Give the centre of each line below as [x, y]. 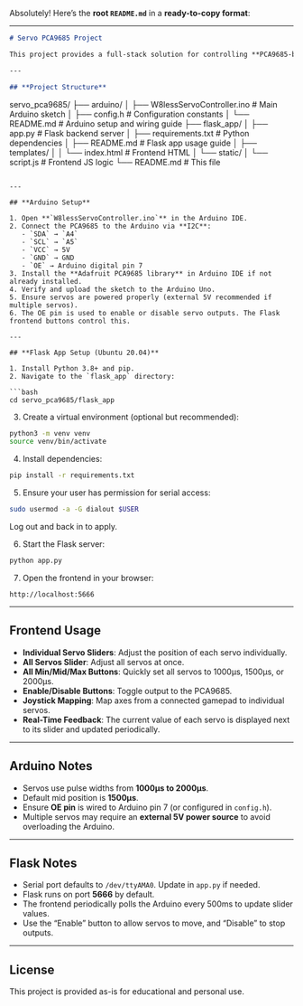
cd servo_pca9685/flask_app [62, 400]
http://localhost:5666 [52, 594]
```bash [24, 392]
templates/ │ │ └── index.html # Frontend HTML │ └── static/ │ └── [139, 152]
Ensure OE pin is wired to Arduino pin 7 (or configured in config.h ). [147, 807]
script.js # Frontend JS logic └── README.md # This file [115, 162]
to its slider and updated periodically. [91, 729]
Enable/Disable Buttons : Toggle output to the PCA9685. [127, 691]
